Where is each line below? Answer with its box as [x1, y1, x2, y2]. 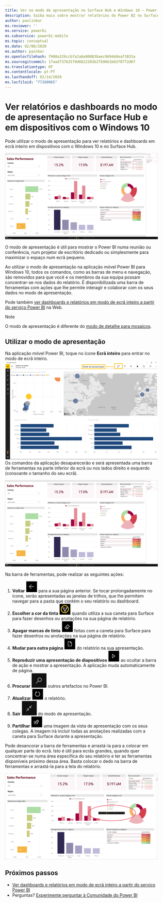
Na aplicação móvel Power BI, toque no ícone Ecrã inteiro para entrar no [5, 351, 150, 357]
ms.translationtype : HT [5, 64, 53, 69]
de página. [12, 667, 34, 673]
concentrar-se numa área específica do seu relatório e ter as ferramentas [5, 753, 152, 759]
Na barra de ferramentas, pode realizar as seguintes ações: [5, 571, 124, 577]
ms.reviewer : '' [5, 23, 38, 28]
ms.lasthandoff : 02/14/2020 [5, 75, 62, 80]
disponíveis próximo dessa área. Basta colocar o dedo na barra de [5, 758, 138, 764]
